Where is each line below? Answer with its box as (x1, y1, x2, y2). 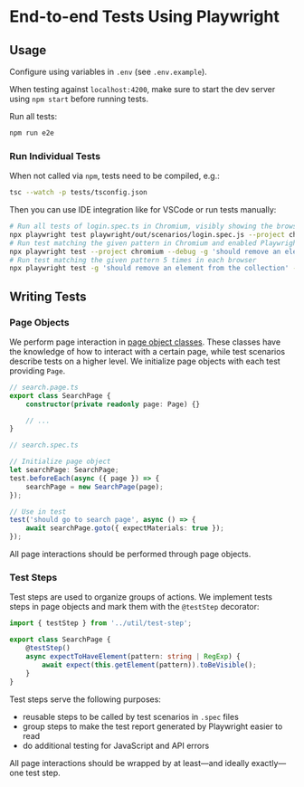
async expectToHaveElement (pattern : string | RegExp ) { (25, 652, 242, 661)
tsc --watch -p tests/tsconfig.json (9, 188, 147, 197)
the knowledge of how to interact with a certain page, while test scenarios (9, 346, 286, 356)
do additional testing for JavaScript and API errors (22, 740, 210, 751)
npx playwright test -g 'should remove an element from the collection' (9, 264, 290, 273)
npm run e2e (9, 128, 54, 137)
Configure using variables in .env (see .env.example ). (9, 66, 208, 77)
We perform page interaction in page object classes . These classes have (9, 337, 281, 347)
